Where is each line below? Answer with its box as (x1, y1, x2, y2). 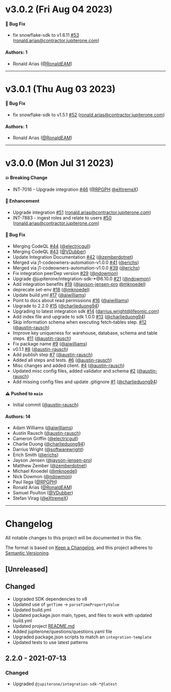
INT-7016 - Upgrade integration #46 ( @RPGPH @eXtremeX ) (12, 186, 138, 192)
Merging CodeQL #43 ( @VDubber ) (12, 249, 87, 255)
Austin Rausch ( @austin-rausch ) (12, 430, 81, 436)
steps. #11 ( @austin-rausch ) (12, 335, 71, 341)
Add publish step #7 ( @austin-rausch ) (12, 351, 93, 358)
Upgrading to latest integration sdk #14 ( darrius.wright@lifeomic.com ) (12, 308, 159, 314)
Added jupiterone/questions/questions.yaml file (12, 628, 112, 634)
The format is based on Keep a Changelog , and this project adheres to (5, 545, 153, 551)
